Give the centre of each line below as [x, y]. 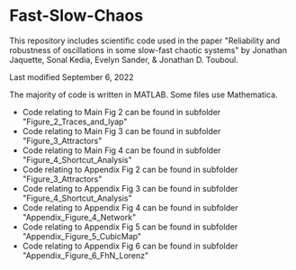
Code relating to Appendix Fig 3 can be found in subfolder [130, 188]
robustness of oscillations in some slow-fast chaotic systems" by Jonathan [148, 49]
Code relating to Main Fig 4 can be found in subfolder [121, 150]
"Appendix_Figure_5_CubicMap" [82, 236]
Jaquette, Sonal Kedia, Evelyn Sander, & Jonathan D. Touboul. [124, 59]
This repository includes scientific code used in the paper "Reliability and [145, 40]
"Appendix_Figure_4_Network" [79, 217]
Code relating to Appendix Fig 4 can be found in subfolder [130, 207]
